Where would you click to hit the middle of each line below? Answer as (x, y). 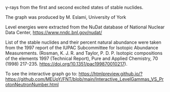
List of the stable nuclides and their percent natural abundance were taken (83, 42)
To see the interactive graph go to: (41, 74)
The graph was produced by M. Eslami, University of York (66, 17)
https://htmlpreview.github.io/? (111, 74)
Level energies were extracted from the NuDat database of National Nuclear (85, 27)
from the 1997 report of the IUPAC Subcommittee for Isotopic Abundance (82, 48)
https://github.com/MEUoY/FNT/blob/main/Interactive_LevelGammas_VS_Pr (84, 79)
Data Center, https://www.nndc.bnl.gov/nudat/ (54, 32)
